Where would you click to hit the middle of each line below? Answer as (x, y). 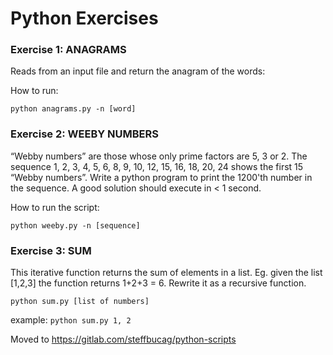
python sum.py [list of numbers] (80, 302)
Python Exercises (84, 18)
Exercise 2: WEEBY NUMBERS (84, 134)
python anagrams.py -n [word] (73, 109)
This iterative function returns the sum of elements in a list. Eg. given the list (166, 273)
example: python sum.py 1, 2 (71, 320)
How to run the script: (55, 207)
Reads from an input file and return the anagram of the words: (138, 71)
